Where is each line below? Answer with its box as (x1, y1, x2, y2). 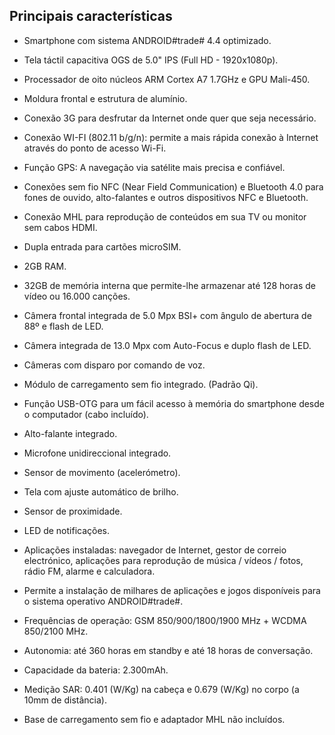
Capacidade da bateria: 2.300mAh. (23, 664, 169, 676)
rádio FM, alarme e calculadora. (23, 565, 156, 577)
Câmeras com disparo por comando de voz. (23, 359, 206, 371)
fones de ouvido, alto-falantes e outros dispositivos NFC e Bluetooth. (23, 191, 309, 203)
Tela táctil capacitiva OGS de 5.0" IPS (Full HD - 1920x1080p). (23, 54, 279, 66)
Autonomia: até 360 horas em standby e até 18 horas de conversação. (23, 644, 314, 656)
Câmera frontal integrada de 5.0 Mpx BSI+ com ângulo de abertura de (23, 309, 312, 321)
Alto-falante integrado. (23, 427, 118, 439)
